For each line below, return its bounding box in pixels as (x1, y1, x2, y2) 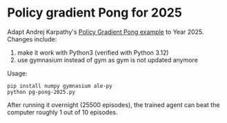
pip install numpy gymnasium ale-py (7, 82, 112, 89)
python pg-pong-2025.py (7, 88, 76, 95)
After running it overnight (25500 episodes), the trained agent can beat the (7, 100, 220, 108)
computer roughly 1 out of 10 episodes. (7, 108, 119, 116)
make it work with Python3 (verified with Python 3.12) (17, 48, 169, 57)
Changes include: (7, 35, 57, 43)
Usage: (7, 69, 28, 77)
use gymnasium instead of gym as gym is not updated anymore (17, 55, 198, 64)
